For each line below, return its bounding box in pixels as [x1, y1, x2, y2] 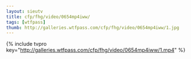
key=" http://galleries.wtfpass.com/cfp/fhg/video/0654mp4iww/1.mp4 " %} [6, 47, 186, 54]
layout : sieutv [6, 8, 43, 14]
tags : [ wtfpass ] [6, 19, 46, 25]
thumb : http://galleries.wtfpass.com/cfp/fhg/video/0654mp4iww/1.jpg [6, 24, 180, 31]
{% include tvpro [6, 40, 47, 47]
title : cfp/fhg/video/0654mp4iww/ [6, 14, 91, 20]
